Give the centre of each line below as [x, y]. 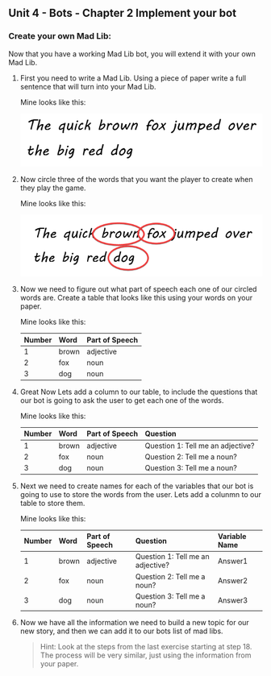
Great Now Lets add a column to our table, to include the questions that [139, 392]
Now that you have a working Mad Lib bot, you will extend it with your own [132, 54]
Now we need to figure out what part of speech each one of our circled [138, 289]
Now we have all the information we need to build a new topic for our [135, 623]
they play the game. [53, 188]
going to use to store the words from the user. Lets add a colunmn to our [141, 494]
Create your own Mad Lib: [60, 36]
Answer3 [233, 600]
